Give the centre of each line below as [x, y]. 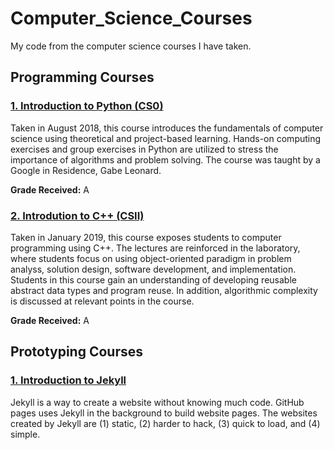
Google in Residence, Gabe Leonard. [86, 170]
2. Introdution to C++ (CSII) [77, 215]
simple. [25, 434]
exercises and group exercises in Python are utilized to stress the [144, 149]
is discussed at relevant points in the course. [102, 301]
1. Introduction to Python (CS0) [87, 106]
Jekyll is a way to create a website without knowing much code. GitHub [157, 402]
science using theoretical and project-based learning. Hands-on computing [166, 138]
